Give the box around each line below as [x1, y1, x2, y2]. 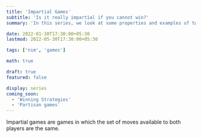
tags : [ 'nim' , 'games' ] [6, 47, 66, 53]
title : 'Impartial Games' [6, 8, 71, 15]
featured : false [6, 74, 47, 80]
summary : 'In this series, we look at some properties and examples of [6, 20, 189, 26]
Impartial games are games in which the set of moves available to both [6, 118, 182, 126]
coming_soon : [6, 91, 39, 97]
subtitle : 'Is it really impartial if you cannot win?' [6, 14, 149, 20]
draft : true [6, 69, 36, 75]
